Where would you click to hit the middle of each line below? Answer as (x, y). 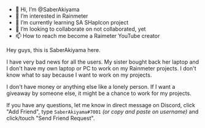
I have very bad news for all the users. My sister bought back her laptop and (103, 62)
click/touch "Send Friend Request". (51, 118)
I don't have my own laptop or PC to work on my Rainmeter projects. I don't (101, 68)
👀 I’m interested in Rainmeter (52, 16)
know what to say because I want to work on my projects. (79, 75)
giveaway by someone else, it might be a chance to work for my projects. (99, 93)
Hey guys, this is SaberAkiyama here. (53, 50)
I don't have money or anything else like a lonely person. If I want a (91, 87)
